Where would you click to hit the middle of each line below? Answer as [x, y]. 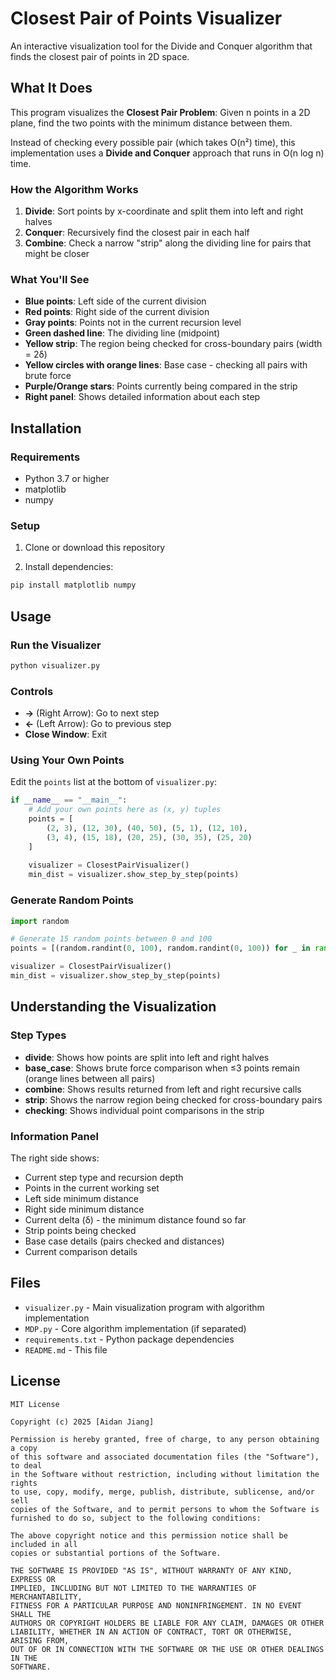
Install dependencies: [69, 567]
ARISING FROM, [40, 1640]
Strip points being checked [80, 1230]
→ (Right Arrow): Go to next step [92, 713]
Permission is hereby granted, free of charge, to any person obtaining [165, 1439]
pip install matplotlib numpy [73, 585]
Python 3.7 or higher [67, 479]
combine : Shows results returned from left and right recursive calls [163, 1089]
